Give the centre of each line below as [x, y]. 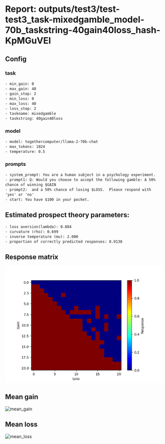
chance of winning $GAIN [31, 185]
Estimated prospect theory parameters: [67, 215]
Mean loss [21, 424]
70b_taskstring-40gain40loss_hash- [83, 30]
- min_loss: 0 [20, 99]
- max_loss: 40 [21, 103]
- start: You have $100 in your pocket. [47, 200]
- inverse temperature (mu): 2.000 [42, 237]
